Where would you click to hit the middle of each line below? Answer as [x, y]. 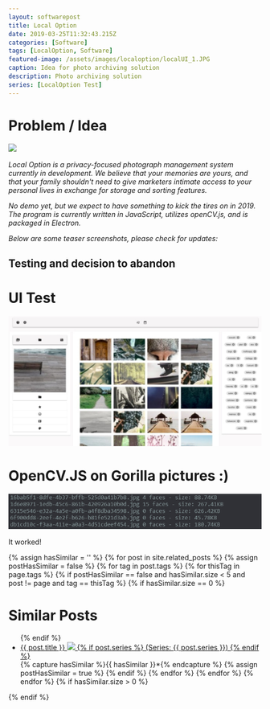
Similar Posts [53, 615]
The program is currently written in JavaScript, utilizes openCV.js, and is [128, 214]
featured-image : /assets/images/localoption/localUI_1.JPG [109, 59]
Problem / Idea [58, 125]
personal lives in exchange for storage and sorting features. [108, 190]
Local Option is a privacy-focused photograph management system [121, 164]
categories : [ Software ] [48, 43]
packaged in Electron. [45, 223]
